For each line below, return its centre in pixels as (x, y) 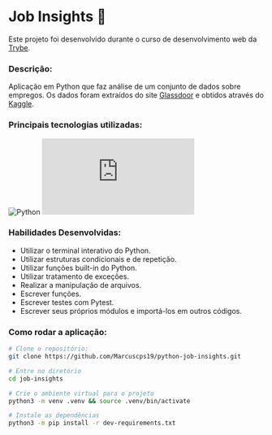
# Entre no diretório (45, 371)
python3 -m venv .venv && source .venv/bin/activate (99, 401)
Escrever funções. (51, 294)
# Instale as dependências (54, 415)
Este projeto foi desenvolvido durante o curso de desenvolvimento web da (133, 39)
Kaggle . (22, 104)
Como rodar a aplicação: (58, 332)
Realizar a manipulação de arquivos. (81, 285)
